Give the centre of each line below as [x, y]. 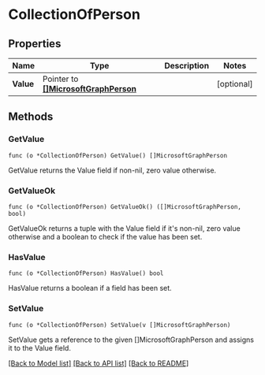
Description [187, 66]
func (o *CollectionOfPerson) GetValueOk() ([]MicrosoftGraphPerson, [125, 206]
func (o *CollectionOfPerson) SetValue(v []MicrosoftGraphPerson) [119, 325]
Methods [31, 117]
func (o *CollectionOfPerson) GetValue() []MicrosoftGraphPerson [118, 155]
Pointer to [60, 79]
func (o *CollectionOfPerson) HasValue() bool [86, 273]
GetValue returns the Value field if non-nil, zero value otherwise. [112, 170]
